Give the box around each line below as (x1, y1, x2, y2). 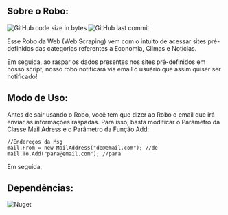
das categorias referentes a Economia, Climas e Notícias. (35, 44, 197, 52)
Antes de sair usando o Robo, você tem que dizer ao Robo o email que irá (7, 110, 215, 119)
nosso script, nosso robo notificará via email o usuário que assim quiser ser (7, 65, 221, 73)
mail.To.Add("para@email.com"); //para (7, 150, 122, 157)
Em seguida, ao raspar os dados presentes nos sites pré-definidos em (7, 58, 206, 66)
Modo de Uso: (7, 92, 69, 104)
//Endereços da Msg (7, 138, 63, 145)
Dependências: (7, 182, 74, 194)
